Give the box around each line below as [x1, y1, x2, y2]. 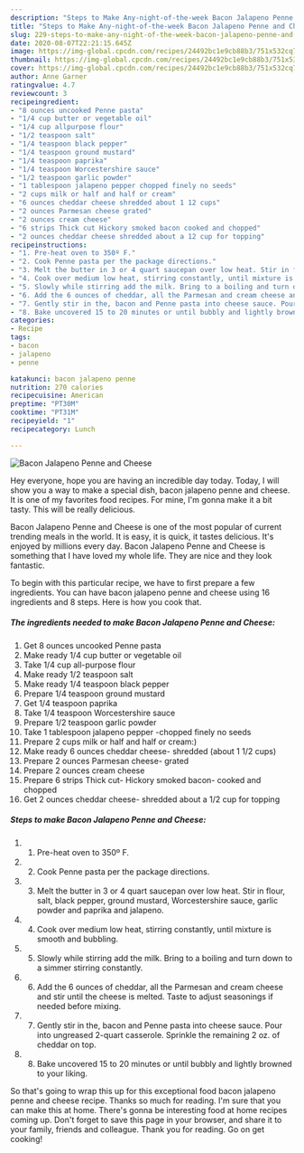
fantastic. [10, 560, 45, 571]
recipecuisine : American [10, 391, 104, 401]
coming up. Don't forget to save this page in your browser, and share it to [10, 1114, 282, 1125]
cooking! [10, 1133, 43, 1144]
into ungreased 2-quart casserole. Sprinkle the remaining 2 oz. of [36, 1029, 281, 1040]
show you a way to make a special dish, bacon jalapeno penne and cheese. [10, 485, 290, 496]
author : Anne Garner [10, 72, 88, 81]
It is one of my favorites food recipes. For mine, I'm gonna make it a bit [10, 494, 273, 505]
